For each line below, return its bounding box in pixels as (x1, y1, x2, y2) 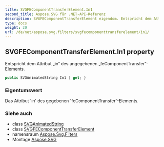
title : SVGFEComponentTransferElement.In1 (5, 7, 93, 12)
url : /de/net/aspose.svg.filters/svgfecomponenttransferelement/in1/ (5, 30, 150, 35)
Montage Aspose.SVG (12, 137, 57, 143)
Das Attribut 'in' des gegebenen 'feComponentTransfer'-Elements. (5, 98, 139, 104)
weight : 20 (5, 25, 27, 30)
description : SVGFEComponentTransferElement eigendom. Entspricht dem (5, 16, 152, 21)
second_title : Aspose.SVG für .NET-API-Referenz (5, 12, 106, 17)
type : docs (5, 20, 27, 26)
